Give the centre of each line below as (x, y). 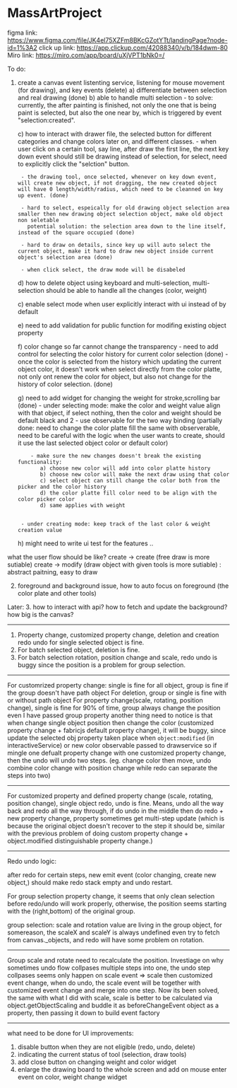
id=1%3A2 (22, 47)
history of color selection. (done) (65, 384)
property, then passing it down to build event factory (84, 1012)
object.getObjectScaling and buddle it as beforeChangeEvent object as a (113, 1005)
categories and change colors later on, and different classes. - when (117, 141)
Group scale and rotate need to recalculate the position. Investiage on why (116, 960)
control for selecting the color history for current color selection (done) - (123, 354)
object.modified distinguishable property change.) (80, 840)
